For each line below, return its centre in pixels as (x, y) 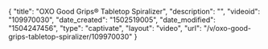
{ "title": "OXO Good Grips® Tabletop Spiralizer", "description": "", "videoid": (134, 11)
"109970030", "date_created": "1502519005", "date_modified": (112, 20)
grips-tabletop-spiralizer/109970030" (70, 36)
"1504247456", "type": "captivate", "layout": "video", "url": (105, 28)
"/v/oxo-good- (227, 28)
